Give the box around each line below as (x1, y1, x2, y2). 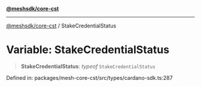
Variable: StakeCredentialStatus (6, 43, 169, 57)
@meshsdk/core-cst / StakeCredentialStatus (6, 22, 117, 29)
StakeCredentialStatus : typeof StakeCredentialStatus (20, 63, 156, 70)
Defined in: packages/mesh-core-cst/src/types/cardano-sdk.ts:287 (6, 74, 173, 81)
